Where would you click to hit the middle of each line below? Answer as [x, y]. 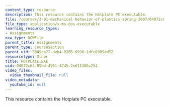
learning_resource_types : [32, 29]
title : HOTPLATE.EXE [27, 61]
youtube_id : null [28, 84]
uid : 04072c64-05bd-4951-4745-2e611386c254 [52, 66]
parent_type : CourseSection [35, 47]
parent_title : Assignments [33, 43]
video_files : [19, 71]
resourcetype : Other [27, 57]
